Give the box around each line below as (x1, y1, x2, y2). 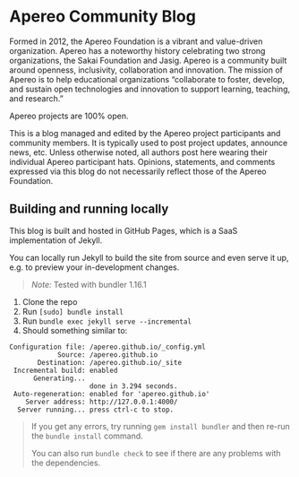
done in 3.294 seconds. (89, 381, 178, 391)
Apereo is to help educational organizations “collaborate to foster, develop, (9, 74, 285, 84)
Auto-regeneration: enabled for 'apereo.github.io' (13, 389, 210, 398)
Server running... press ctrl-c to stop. (17, 405, 175, 414)
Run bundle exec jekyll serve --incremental (21, 316, 192, 326)
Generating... (32, 374, 87, 383)
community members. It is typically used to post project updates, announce (9, 137, 288, 148)
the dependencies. (30, 457, 101, 468)
